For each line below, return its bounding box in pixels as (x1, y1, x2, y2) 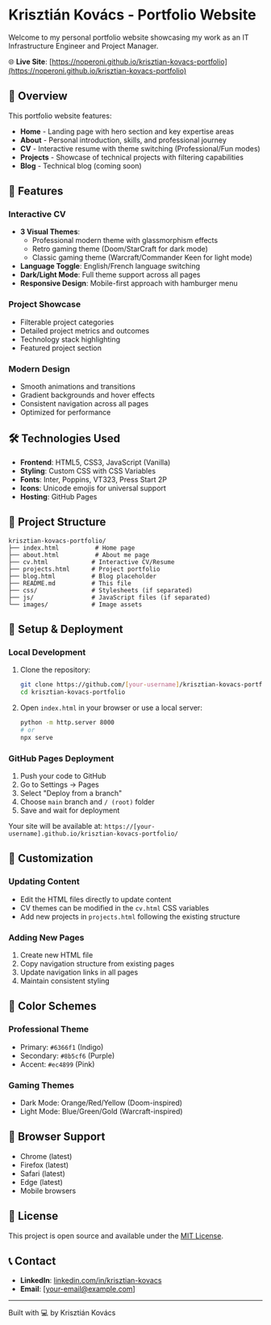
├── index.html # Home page (8, 544, 135, 552)
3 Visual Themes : (19, 227, 81, 236)
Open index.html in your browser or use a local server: (19, 703, 203, 713)
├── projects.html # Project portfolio (8, 565, 161, 573)
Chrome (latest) (19, 1151, 73, 1161)
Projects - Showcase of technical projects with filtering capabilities (19, 152, 244, 162)
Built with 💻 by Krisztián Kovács (8, 1308, 116, 1318)
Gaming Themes (8, 1079, 75, 1090)
